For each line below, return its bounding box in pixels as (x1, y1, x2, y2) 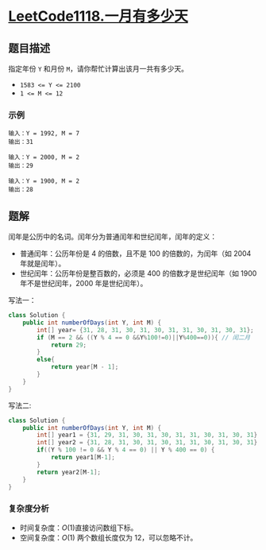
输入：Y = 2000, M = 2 (8, 153, 80, 161)
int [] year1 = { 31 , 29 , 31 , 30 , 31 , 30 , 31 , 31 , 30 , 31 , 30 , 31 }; (37, 431, 261, 440)
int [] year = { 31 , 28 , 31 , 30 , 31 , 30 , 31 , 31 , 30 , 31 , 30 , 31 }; (37, 326, 254, 334)
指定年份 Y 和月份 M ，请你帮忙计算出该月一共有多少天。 (8, 64, 189, 73)
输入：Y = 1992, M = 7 (8, 130, 80, 137)
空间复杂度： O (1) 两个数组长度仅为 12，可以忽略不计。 (19, 533, 198, 542)
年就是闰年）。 (19, 259, 66, 269)
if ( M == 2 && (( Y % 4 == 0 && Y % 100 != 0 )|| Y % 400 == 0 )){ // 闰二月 (37, 333, 251, 342)
